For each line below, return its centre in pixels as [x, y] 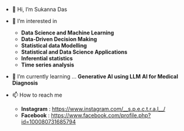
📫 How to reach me [37, 95]
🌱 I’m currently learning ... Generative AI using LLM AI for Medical [95, 76]
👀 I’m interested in [34, 21]
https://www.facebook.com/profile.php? [101, 115]
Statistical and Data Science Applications [74, 52]
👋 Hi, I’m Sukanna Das [40, 9]
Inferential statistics [47, 58]
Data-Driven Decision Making [59, 39]
